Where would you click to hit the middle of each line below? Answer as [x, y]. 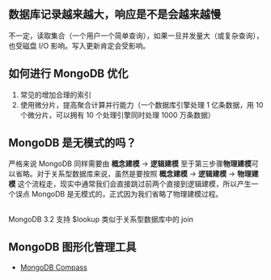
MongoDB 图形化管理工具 [72, 247]
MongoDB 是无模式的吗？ [72, 143]
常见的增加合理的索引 [55, 95]
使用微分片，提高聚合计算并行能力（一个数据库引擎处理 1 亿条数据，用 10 [142, 104]
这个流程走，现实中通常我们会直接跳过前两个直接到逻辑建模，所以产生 [134, 184]
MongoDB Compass [53, 267]
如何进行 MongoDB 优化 [68, 74]
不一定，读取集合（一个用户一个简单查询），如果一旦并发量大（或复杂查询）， [136, 36]
